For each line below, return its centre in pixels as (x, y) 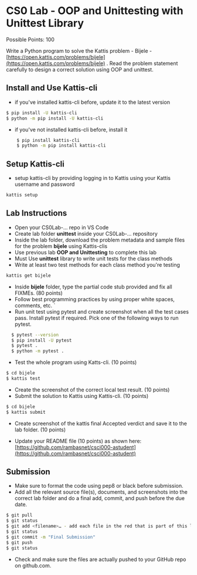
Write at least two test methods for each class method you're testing (97, 264)
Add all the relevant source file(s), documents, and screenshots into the (101, 492)
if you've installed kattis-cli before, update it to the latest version (92, 102)
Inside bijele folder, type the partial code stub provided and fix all (93, 287)
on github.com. (33, 565)
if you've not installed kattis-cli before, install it (71, 130)
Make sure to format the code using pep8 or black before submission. (99, 486)
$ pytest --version (35, 335)
